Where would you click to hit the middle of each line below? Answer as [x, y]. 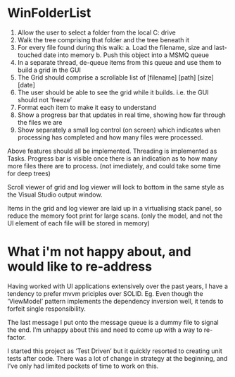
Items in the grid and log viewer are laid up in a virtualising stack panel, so [115, 208]
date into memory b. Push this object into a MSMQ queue [126, 55]
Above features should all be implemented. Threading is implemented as [112, 151]
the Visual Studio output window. [55, 194]
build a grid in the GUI [49, 70]
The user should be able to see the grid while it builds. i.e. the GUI [113, 92]
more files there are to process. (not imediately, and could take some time [114, 166]
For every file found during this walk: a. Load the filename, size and [115, 47]
